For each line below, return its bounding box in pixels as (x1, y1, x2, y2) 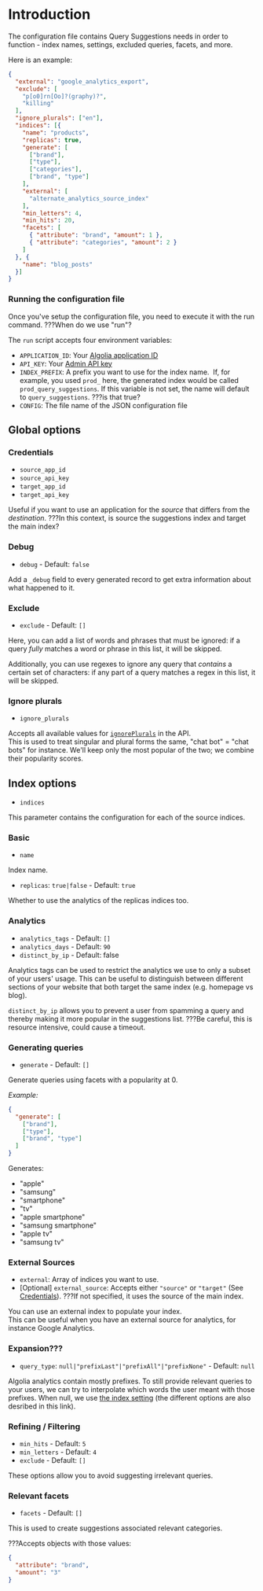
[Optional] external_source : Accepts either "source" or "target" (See (19, 1283, 243, 1293)
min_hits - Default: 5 (19, 1438, 86, 1448)
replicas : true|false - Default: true (19, 881, 136, 890)
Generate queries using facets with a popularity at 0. (8, 1075, 178, 1085)
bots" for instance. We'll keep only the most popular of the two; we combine (8, 746, 254, 755)
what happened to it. (8, 583, 75, 592)
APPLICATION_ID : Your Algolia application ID (19, 350, 159, 359)
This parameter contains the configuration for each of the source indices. (8, 812, 246, 822)
